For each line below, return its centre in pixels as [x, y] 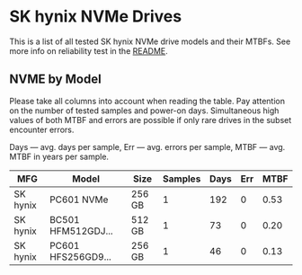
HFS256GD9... [80, 256]
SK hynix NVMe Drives [96, 17]
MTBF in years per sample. [59, 156]
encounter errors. [42, 129]
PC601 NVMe [79, 200]
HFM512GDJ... [81, 231]
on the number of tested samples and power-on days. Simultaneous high [144, 111]
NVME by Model [55, 80]
